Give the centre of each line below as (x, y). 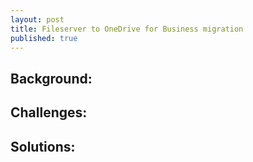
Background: (51, 78)
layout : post (37, 19)
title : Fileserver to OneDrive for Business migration (127, 29)
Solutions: (43, 146)
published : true (44, 38)
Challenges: (49, 112)
